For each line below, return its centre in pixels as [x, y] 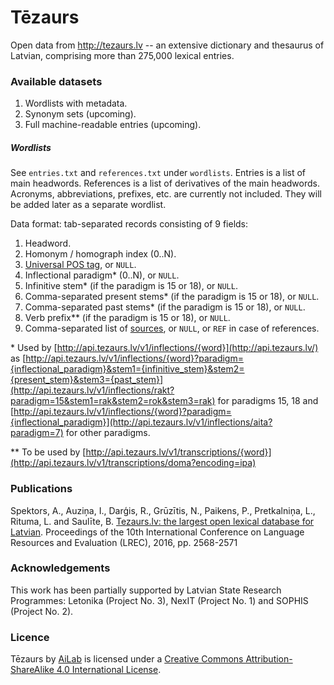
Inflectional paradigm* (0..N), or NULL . [102, 275]
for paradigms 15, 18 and [268, 401]
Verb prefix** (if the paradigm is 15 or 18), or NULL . [127, 318]
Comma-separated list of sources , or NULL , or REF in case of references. [172, 328]
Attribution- [269, 659]
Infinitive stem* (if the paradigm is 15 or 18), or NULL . [131, 286]
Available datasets [56, 81]
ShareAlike [32, 670]
